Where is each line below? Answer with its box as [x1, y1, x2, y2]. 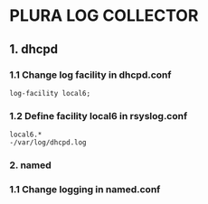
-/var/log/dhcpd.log [9, 138, 88, 147]
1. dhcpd [9, 42, 59, 57]
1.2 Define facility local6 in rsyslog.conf [9, 109, 188, 122]
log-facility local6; [9, 88, 91, 97]
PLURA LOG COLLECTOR [9, 5, 199, 26]
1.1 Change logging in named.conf [9, 183, 161, 196]
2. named [9, 159, 52, 172]
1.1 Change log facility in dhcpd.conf [9, 69, 172, 81]
